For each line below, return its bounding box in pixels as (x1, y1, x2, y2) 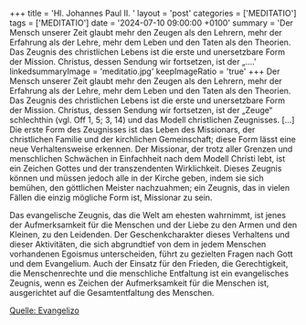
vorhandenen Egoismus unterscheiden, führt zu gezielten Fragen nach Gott (9, 248, 294, 259)
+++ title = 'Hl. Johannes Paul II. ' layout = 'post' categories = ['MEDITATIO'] (9, 8, 297, 18)
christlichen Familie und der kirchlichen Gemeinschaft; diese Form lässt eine (9, 134, 297, 144)
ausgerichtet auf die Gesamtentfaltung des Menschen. (9, 288, 215, 298)
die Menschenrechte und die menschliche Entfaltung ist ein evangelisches (9, 268, 290, 278)
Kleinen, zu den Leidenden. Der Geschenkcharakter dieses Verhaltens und (9, 229, 290, 240)
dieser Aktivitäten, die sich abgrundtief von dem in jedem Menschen (9, 239, 267, 249)
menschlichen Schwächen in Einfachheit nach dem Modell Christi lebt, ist (9, 153, 286, 163)
